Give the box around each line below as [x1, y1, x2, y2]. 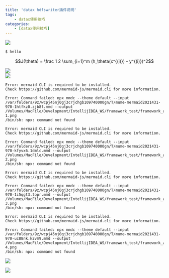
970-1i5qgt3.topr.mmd [5, 192, 51, 197]
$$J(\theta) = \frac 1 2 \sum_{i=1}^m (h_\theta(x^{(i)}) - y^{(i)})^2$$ [15, 58, 154, 64]
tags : [5, 12, 17, 17]
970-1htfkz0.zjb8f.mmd [5, 104, 53, 109]
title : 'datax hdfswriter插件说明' [5, 7, 77, 13]
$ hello [5, 49, 22, 54]
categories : [5, 21, 30, 27]
